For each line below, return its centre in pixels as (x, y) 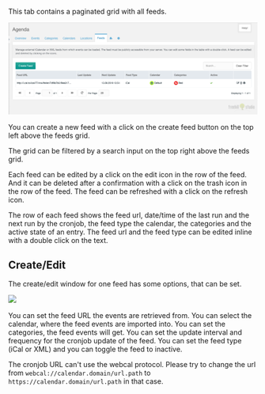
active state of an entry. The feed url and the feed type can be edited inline (130, 232)
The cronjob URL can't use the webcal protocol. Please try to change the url (132, 365)
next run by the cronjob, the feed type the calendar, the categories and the (130, 223)
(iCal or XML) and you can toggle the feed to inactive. (95, 349)
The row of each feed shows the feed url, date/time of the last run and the (129, 215)
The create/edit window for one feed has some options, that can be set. (125, 284)
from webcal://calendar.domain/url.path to (79, 373)
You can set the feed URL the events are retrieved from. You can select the (130, 316)
